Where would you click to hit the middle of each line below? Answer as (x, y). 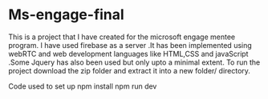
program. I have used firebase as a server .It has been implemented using (130, 45)
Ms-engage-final (66, 15)
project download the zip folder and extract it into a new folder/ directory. (130, 70)
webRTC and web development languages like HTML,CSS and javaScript (128, 53)
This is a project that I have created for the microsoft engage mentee (122, 37)
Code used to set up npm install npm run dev (83, 86)
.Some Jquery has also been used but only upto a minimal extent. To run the (134, 62)
